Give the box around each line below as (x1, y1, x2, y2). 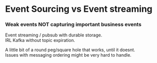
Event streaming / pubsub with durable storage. (5, 32, 103, 38)
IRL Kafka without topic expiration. (5, 37, 75, 43)
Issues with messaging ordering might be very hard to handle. (5, 52, 132, 58)
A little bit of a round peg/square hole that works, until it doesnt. (5, 47, 135, 53)
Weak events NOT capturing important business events (5, 21, 142, 28)
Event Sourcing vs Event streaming (5, 3, 153, 15)
